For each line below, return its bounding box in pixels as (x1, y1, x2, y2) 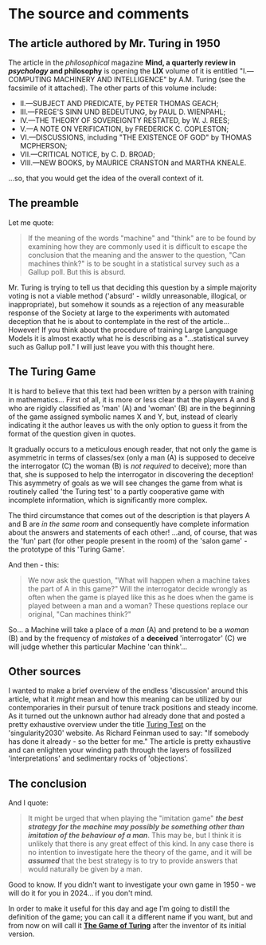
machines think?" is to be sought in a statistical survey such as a (27, 259, 241, 268)
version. (8, 929, 35, 939)
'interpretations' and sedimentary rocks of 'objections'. (8, 753, 189, 763)
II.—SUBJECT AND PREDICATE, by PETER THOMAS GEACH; (19, 99, 219, 108)
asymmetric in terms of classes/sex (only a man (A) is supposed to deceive (8, 453, 255, 462)
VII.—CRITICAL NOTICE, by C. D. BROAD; (19, 149, 155, 159)
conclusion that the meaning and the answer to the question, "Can (27, 250, 245, 259)
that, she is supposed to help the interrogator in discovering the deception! (8, 469, 254, 479)
